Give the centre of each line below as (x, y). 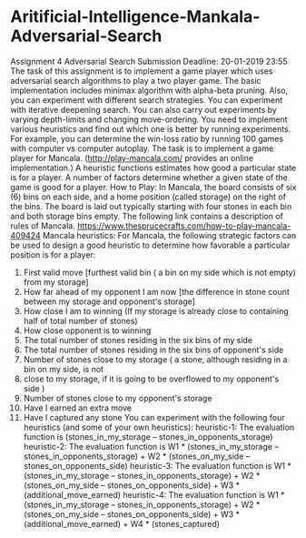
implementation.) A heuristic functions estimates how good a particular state (153, 167)
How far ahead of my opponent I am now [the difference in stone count (156, 291)
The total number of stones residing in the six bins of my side (138, 340)
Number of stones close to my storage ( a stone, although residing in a (155, 359)
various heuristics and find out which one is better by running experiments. (151, 128)
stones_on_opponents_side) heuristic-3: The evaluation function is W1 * (157, 465)
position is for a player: (53, 254)
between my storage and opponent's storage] (109, 301)
